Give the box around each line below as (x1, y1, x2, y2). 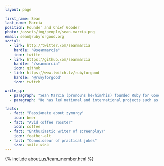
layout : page (5, 7, 32, 12)
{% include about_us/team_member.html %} (5, 156, 94, 162)
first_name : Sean (5, 16, 41, 21)
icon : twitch (14, 80, 41, 84)
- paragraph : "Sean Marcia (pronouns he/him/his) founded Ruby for (9, 93, 150, 98)
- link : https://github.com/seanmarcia (9, 57, 91, 62)
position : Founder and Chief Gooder (5, 25, 80, 30)
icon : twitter (14, 52, 42, 57)
